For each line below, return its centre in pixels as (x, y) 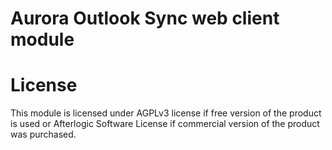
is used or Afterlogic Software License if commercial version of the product (165, 124)
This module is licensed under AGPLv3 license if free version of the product (166, 113)
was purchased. (43, 134)
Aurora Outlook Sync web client (145, 18)
